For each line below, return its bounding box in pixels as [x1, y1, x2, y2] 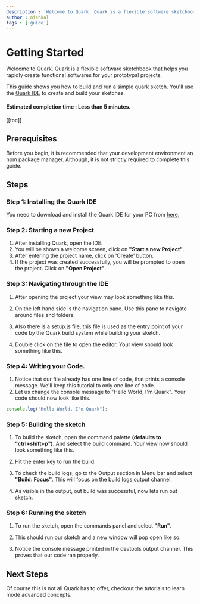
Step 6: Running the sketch [6, 509, 86, 517]
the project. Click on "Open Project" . [14, 265, 107, 272]
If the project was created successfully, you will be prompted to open [14, 258, 185, 266]
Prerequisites [6, 134, 57, 144]
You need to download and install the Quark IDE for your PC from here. [6, 211, 180, 218]
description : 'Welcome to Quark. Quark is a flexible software [6, 8, 169, 15]
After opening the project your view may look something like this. [14, 293, 174, 300]
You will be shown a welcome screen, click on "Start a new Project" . [14, 246, 185, 253]
